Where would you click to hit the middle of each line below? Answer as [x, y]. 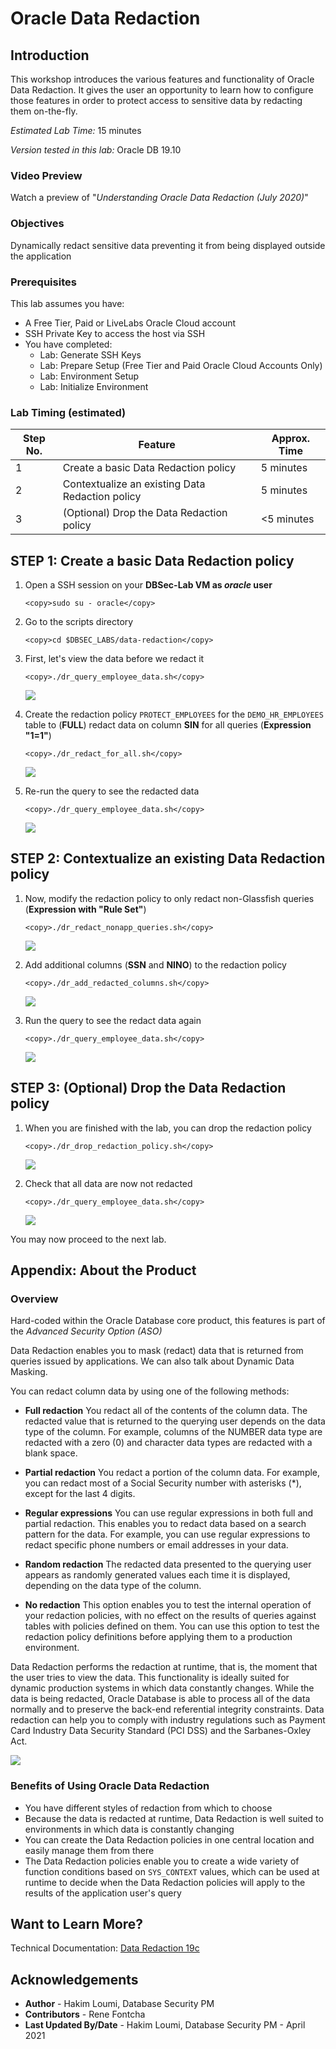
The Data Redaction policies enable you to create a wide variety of [162, 1861]
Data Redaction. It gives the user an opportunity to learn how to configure [162, 90]
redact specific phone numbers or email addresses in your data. [156, 1545]
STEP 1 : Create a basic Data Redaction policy [152, 560]
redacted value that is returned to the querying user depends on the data [175, 1421]
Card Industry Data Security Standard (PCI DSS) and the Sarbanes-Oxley [161, 1731]
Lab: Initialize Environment [94, 386]
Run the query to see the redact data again [113, 1020]
